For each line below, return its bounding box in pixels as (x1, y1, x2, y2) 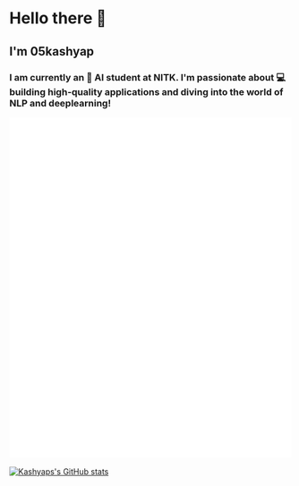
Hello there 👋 (9, 8, 107, 29)
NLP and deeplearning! (9, 97, 112, 109)
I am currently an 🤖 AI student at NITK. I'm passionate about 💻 (9, 71, 286, 83)
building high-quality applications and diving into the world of (9, 85, 284, 98)
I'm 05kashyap (9, 44, 95, 59)
